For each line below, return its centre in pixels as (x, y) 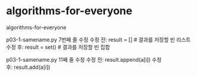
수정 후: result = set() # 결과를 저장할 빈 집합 (58, 47)
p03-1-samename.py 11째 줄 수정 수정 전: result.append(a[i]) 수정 (84, 59)
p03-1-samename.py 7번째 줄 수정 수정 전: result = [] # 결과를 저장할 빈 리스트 (99, 39)
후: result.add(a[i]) (28, 67)
